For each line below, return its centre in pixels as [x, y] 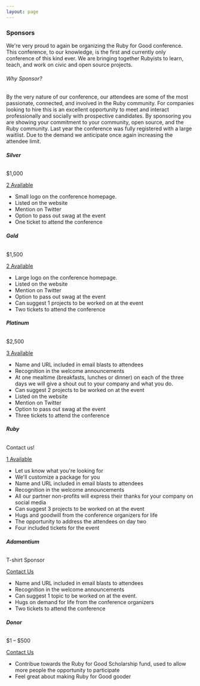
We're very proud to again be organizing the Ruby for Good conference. [95, 45]
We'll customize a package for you [57, 477]
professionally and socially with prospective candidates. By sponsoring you [99, 116]
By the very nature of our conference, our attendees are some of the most [97, 97]
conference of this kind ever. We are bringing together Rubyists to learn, [95, 58]
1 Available [19, 459]
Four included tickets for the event [57, 528]
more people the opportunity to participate [67, 670]
